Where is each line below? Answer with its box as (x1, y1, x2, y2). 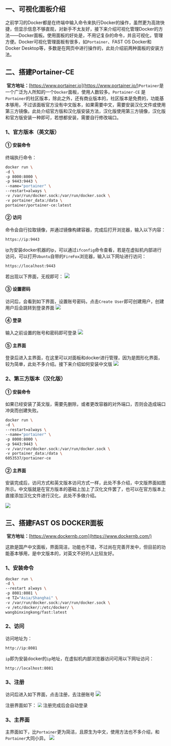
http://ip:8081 (5, 645, 38, 651)
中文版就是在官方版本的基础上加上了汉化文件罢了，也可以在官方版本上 (18, 486, 166, 492)
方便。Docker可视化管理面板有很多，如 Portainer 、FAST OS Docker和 (5, 38, 152, 45)
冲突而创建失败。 (5, 407, 41, 413)
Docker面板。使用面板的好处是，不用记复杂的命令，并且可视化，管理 (18, 32, 163, 38)
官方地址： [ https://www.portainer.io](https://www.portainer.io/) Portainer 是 (6, 82, 164, 89)
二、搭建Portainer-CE (5, 68, 75, 77)
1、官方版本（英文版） (5, 128, 60, 136)
